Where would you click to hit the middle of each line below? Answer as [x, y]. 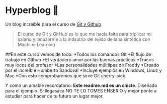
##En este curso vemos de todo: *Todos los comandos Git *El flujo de [78, 54]
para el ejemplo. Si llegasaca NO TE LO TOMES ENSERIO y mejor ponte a [81, 90]
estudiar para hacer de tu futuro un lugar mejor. [55, 96]
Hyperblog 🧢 [32, 10]
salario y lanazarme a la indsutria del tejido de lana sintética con [84, 39]
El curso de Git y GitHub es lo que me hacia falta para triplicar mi [85, 34]
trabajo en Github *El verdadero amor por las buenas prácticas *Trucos [80, 59]
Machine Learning [36, 44]
